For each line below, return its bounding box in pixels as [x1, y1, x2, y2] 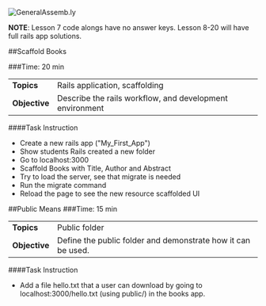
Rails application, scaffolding [56, 80, 164, 90]
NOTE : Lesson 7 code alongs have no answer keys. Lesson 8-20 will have [8, 23, 249, 32]
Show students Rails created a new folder [19, 147, 156, 156]
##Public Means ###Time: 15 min [8, 205, 117, 213]
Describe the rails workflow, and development [56, 93, 228, 103]
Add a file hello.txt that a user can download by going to [19, 281, 203, 289]
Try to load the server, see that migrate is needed [19, 172, 180, 182]
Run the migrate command [19, 181, 107, 189]
